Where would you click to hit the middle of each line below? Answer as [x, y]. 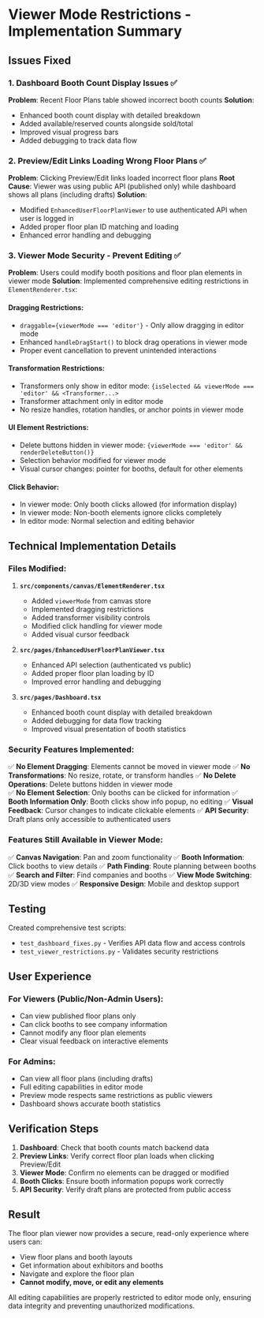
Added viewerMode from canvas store [91, 600]
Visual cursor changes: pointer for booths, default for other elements [131, 469]
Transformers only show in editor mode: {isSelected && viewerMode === [137, 386]
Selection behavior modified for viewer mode [93, 461]
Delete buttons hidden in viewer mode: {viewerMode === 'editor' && [131, 445]
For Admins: [32, 1061]
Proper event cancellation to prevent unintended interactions [118, 350]
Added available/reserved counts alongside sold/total [106, 123]
